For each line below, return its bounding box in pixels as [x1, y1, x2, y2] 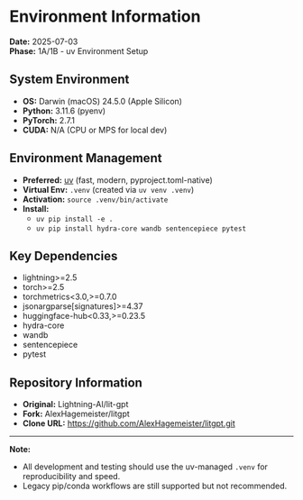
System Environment [9, 72, 130, 87]
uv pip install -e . [35, 214, 114, 223]
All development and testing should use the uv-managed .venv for [22, 461, 269, 472]
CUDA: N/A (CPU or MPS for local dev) [22, 124, 168, 135]
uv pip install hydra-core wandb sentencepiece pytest [35, 223, 246, 233]
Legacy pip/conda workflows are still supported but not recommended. [22, 480, 288, 492]
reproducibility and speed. [22, 471, 121, 482]
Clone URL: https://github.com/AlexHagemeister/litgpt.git [22, 418, 236, 429]
